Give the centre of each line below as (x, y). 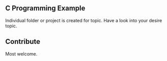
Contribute (23, 42)
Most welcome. (21, 54)
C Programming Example (45, 8)
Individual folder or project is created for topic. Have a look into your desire (84, 20)
